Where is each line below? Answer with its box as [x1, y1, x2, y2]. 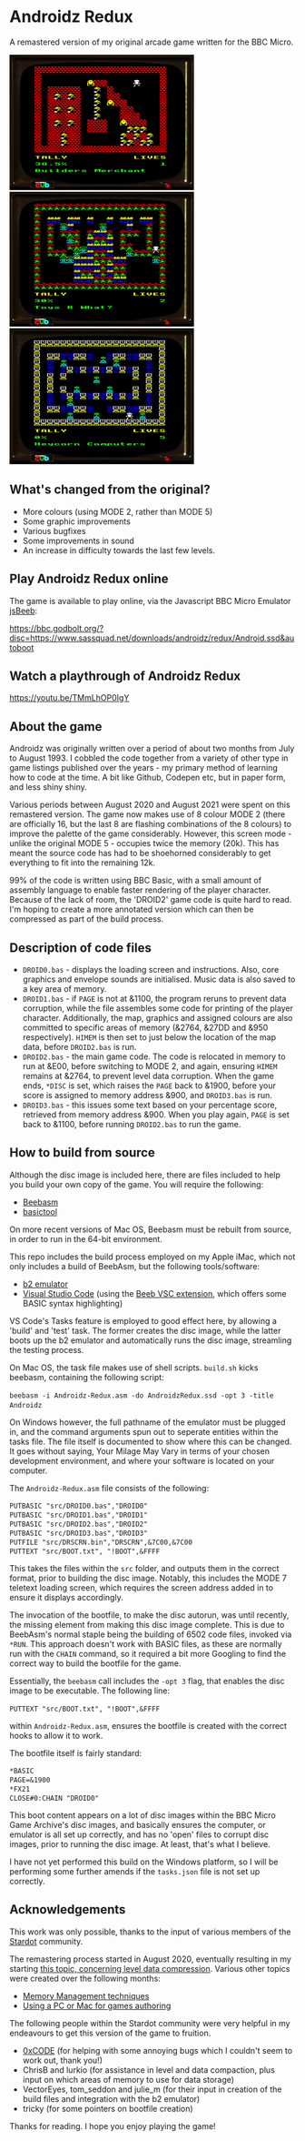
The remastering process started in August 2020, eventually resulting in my [9, 1954, 292, 1964]
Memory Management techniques [22, 1990, 150, 2001]
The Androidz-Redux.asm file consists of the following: [9, 1482, 210, 1493]
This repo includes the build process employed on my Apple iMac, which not [9, 1251, 296, 1262]
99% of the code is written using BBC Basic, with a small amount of [9, 875, 261, 886]
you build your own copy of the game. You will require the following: [9, 1178, 264, 1189]
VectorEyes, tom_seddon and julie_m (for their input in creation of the [22, 2084, 282, 2095]
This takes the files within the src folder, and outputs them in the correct [9, 1562, 280, 1573]
